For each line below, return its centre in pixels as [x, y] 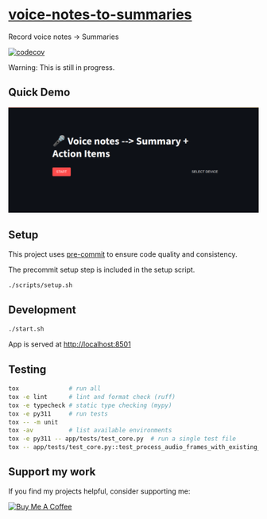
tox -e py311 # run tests [58, 414]
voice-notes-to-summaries [100, 15]
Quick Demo [39, 93]
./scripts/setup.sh [41, 285]
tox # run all [55, 389]
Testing [27, 369]
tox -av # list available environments [90, 431]
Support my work [52, 472]
